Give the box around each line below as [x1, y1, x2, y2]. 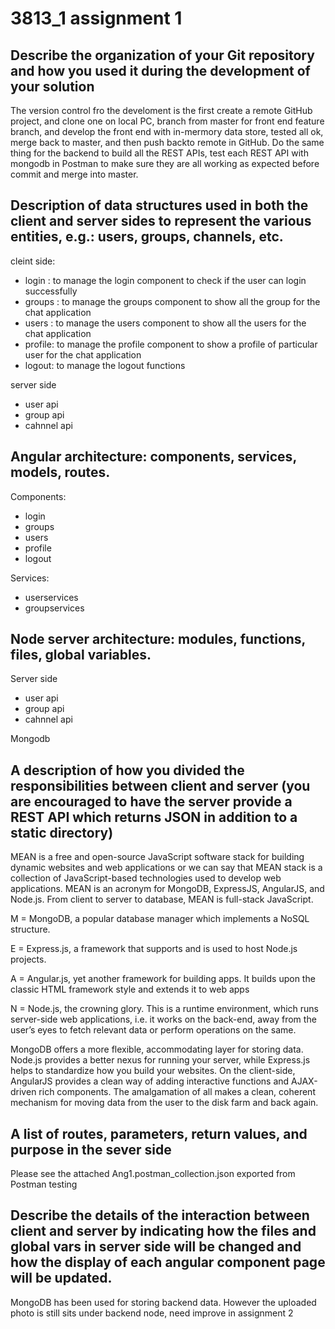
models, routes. [10, 464, 111, 481]
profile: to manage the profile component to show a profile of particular [24, 338, 318, 350]
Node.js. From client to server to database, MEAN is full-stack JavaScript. [10, 893, 314, 906]
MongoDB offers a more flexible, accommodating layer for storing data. [10, 1043, 304, 1056]
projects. [10, 953, 47, 966]
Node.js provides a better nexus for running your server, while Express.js [10, 1054, 311, 1066]
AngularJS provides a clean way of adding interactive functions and [10, 1075, 290, 1087]
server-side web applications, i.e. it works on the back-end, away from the [10, 1013, 317, 1026]
